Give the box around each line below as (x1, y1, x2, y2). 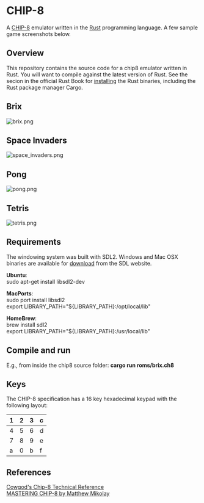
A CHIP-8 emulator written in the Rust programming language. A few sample (6, 24, 199, 31)
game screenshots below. (6, 30, 71, 37)
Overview (6, 48, 45, 59)
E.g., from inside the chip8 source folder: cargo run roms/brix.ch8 (6, 361, 174, 369)
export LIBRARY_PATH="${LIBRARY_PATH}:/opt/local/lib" (6, 303, 151, 310)
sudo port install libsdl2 (6, 296, 65, 303)
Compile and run (6, 346, 71, 356)
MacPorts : (6, 289, 34, 297)
